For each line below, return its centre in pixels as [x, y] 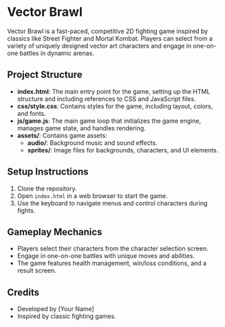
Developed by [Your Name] [55, 309]
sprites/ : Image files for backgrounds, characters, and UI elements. [123, 150]
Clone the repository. [47, 188]
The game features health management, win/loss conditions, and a [112, 264]
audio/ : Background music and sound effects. [92, 143]
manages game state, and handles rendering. [81, 128]
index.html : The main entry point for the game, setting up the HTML [114, 91]
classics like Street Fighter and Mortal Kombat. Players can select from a [110, 38]
